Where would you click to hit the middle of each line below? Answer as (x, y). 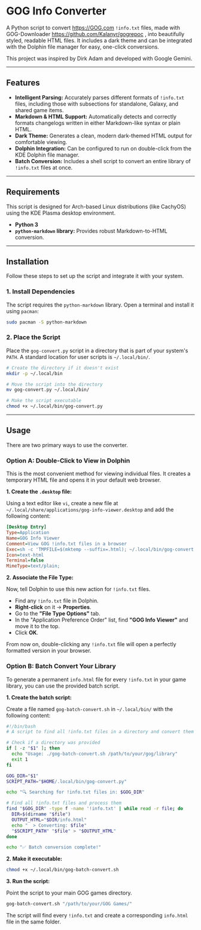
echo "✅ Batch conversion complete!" (54, 847)
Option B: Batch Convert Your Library (61, 666)
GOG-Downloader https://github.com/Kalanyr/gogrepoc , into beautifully (95, 34)
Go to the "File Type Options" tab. (57, 614)
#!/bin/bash (21, 726)
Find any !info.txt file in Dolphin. (57, 601)
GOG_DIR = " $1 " (22, 776)
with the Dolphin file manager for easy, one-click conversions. (83, 47)
